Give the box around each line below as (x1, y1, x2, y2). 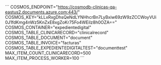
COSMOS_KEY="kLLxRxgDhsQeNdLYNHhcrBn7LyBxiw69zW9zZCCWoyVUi (5, 14, 157, 20)
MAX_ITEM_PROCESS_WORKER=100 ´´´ (5, 55, 85, 61)
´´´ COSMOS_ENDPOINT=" (5, 4, 58, 10)
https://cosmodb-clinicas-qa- (57, 4, 117, 10)
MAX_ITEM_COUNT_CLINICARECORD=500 (5, 50, 91, 56)
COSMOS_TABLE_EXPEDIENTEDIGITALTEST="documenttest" (5, 45, 128, 51)
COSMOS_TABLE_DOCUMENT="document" (5, 35, 93, 40)
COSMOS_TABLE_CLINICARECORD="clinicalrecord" (5, 30, 109, 35)
